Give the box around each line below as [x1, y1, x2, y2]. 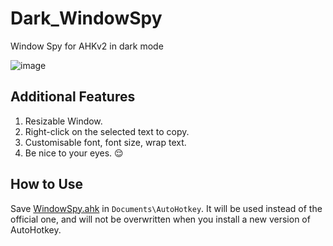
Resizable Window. [24, 115, 103, 127]
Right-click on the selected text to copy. [24, 125, 190, 137]
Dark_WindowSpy [10, 7, 163, 30]
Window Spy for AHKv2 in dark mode [10, 40, 164, 52]
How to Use [10, 176, 84, 193]
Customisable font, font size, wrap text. [24, 136, 187, 148]
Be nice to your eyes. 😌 [24, 147, 124, 159]
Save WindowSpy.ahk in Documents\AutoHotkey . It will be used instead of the [10, 202, 323, 214]
